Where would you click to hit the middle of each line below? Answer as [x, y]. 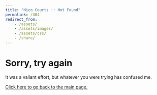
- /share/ [25, 38]
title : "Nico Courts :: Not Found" [43, 10]
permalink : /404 [22, 15]
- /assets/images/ [34, 29]
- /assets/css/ [30, 33]
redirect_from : [21, 19]
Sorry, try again [39, 63]
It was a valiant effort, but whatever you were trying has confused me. [79, 77]
